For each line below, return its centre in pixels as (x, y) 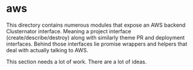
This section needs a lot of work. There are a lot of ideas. (76, 62)
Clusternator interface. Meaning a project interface (69, 31)
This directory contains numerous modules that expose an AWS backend (96, 25)
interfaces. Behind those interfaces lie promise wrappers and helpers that (97, 44)
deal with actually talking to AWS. (47, 50)
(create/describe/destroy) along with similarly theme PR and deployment (96, 37)
